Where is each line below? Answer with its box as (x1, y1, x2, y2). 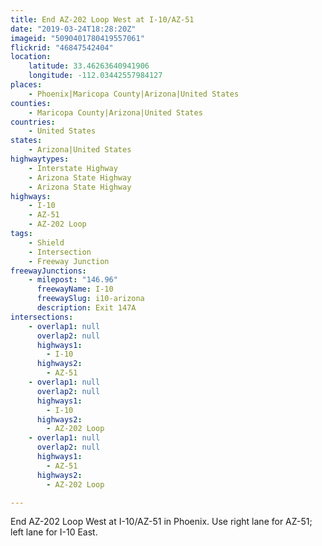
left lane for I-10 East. (10, 526, 98, 538)
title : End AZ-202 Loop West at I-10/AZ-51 (10, 14, 195, 25)
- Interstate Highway (28, 163, 118, 173)
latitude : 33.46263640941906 (28, 61, 150, 71)
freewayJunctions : (10, 266, 87, 276)
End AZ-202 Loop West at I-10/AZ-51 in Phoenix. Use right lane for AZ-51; (10, 516, 313, 528)
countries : (10, 117, 56, 127)
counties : (10, 98, 52, 108)
